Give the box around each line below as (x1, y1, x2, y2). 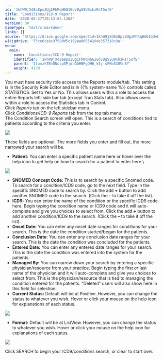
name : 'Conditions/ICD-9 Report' (14, 52, 81, 57)
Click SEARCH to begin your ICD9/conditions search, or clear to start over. (5, 348, 154, 354)
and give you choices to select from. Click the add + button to (32, 208, 156, 214)
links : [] (5, 30, 25, 34)
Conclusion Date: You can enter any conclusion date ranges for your (12, 234, 150, 239)
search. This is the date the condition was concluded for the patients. (12, 239, 151, 245)
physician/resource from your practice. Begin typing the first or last (12, 265, 147, 271)
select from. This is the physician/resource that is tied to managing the (12, 275, 153, 281)
